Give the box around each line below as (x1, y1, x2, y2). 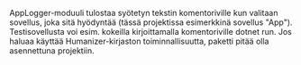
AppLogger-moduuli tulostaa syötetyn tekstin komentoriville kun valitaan (9, 8, 278, 18)
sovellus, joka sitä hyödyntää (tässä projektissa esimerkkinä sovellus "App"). (9, 17, 293, 28)
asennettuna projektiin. (9, 45, 95, 56)
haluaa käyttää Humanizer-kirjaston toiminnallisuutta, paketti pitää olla (9, 36, 269, 46)
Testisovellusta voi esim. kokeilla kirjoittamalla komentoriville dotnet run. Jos (9, 27, 293, 37)
